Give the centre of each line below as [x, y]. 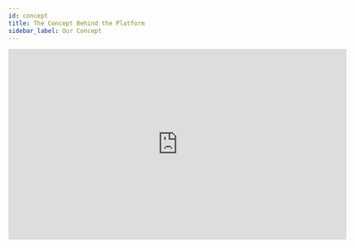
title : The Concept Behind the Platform [77, 23]
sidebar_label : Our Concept [55, 30]
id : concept [28, 16]
